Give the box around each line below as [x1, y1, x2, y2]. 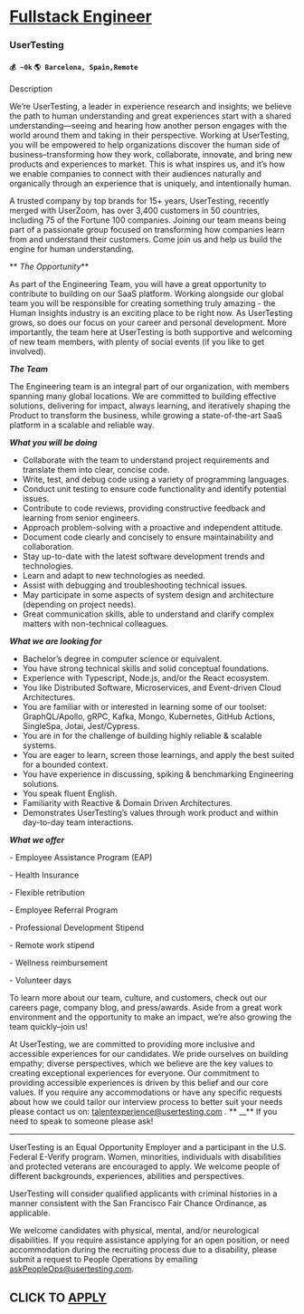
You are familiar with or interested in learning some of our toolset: [22, 702, 267, 713]
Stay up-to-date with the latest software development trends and [22, 551, 265, 562]
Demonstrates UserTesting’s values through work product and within [22, 808, 279, 819]
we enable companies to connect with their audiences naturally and [9, 168, 262, 179]
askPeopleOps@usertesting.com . [9, 1263, 134, 1274]
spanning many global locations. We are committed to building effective [9, 391, 277, 402]
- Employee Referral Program [9, 905, 119, 916]
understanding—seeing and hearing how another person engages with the [9, 120, 288, 131]
